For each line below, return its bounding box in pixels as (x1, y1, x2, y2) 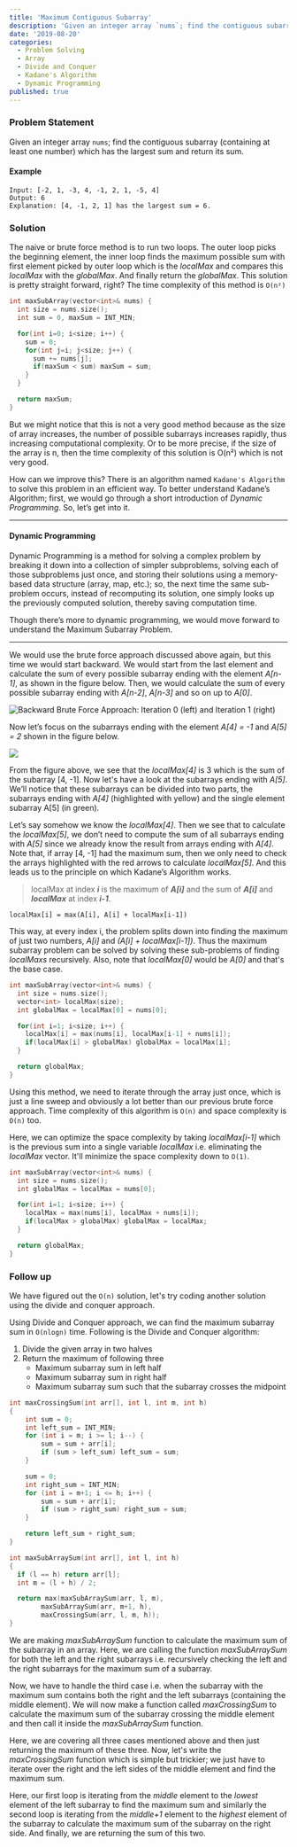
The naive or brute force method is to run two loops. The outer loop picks (9, 242, 277, 253)
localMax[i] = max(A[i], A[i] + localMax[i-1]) (9, 910, 188, 919)
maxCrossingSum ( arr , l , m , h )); (41, 1610, 161, 1620)
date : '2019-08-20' (9, 29, 81, 38)
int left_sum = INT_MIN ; (25, 1423, 117, 1432)
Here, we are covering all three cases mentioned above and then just (9, 1734, 260, 1746)
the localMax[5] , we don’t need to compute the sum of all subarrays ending (9, 830, 285, 839)
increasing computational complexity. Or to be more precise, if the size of (9, 438, 277, 448)
